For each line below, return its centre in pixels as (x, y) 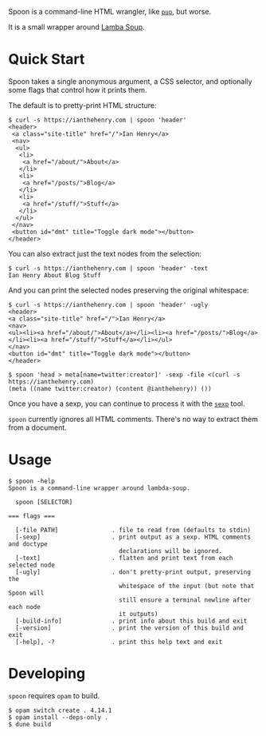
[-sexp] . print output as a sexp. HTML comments (133, 537)
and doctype (28, 544)
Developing (47, 674)
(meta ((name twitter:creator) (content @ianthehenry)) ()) (110, 388)
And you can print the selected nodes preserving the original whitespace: (129, 290)
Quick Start (47, 60)
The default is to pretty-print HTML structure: (82, 105)
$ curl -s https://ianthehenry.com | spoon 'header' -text (108, 268)
